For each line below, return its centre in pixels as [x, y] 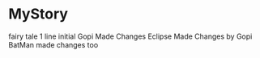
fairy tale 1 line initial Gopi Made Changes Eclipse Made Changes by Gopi [130, 36]
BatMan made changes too [53, 44]
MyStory [38, 14]
